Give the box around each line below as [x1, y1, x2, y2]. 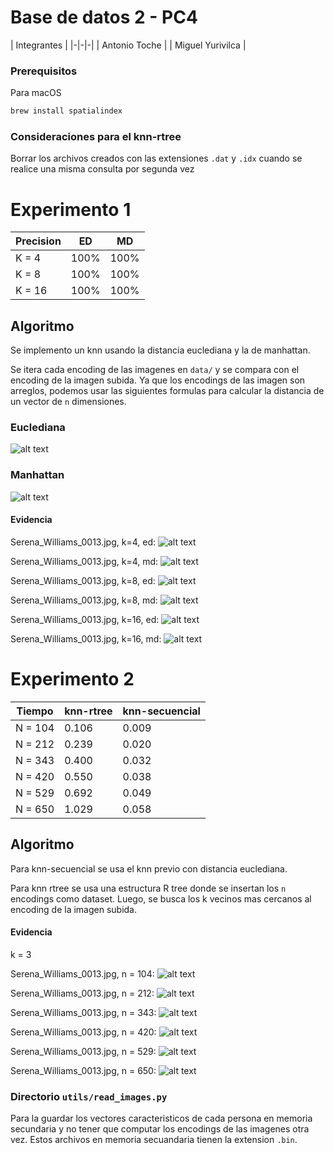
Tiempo [16, 704, 54, 718]
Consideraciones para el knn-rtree [10, 130, 182, 144]
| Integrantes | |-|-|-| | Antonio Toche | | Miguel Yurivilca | [10, 39, 247, 51]
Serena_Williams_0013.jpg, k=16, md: [10, 632, 162, 645]
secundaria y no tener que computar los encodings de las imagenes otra [10, 1123, 310, 1135]
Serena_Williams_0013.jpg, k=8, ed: [10, 574, 156, 586]
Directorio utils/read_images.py [10, 1089, 168, 1103]
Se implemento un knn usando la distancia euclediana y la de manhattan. [10, 344, 311, 356]
